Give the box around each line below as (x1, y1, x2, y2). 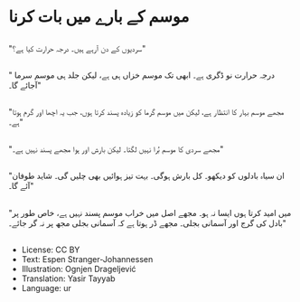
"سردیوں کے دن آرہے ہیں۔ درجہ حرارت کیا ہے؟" (8, 42, 146, 53)
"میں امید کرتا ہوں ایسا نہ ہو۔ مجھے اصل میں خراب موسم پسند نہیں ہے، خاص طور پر (8, 207, 292, 218)
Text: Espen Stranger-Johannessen (21, 253, 154, 264)
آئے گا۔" (8, 181, 34, 192)
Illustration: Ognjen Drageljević (21, 263, 136, 274)
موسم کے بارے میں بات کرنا (8, 6, 190, 27)
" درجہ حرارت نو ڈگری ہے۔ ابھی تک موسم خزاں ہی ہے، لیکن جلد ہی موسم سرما (8, 70, 276, 80)
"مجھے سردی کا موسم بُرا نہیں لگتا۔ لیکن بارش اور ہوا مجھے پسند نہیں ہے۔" (8, 143, 224, 155)
